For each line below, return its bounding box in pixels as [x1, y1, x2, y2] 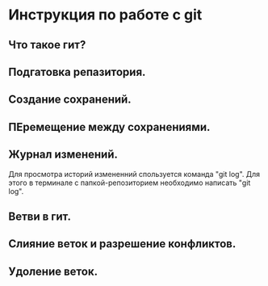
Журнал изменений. [8, 148, 119, 162]
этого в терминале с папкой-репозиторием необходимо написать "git [8, 178, 251, 187]
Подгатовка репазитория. [8, 65, 146, 78]
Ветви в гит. [8, 209, 71, 223]
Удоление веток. [8, 264, 98, 278]
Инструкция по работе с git [8, 6, 203, 24]
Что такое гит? [8, 38, 86, 52]
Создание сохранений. [8, 93, 132, 107]
